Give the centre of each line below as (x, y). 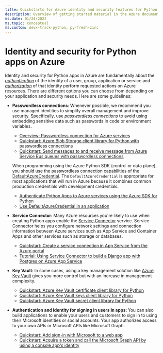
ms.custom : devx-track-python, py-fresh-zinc (52, 28)
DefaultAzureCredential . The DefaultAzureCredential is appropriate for (83, 176)
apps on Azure (35, 62)
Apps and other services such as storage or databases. (67, 236)
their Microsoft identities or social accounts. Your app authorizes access (84, 320)
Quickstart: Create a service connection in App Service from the (83, 246)
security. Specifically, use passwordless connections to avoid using (80, 116)
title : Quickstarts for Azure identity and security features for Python (81, 9)
